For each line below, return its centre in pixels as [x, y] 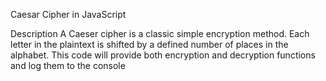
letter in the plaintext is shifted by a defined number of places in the [149, 44]
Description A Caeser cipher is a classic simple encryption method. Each [160, 33]
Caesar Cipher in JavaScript [68, 14]
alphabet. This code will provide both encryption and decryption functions [163, 55]
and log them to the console [68, 65]
